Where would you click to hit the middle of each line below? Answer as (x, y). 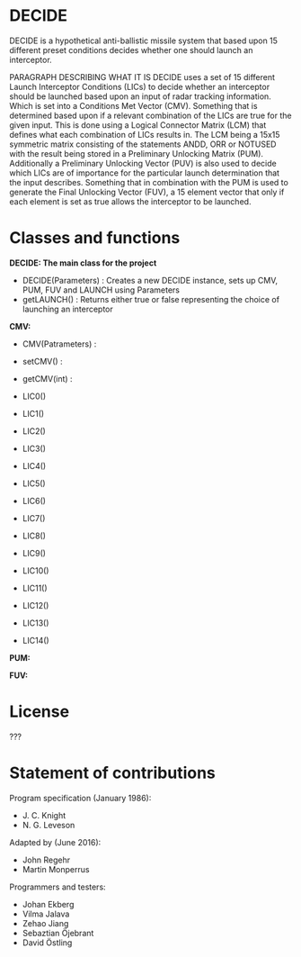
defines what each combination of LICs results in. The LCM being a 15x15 (145, 134)
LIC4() (34, 465)
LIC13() (35, 623)
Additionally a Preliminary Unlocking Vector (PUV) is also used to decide (143, 163)
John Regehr (46, 860)
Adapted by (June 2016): (55, 842)
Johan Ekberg (48, 904)
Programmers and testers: (58, 887)
